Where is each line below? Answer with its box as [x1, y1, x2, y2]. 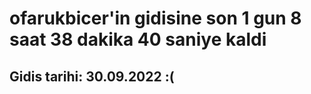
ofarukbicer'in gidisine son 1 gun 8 [9, 7, 302, 30]
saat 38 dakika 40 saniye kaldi [9, 28, 267, 51]
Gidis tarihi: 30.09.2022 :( [9, 68, 175, 85]
